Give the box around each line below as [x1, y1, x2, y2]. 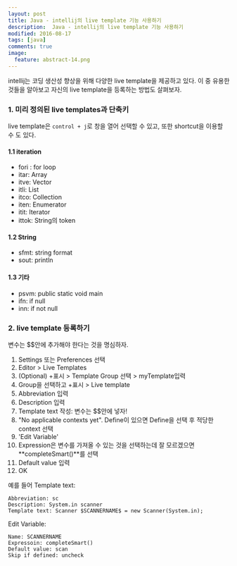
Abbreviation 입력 [18, 389, 69, 398]
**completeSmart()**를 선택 [18, 449, 99, 458]
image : [8, 50, 27, 57]
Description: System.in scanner [8, 501, 103, 508]
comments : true [8, 43, 53, 50]
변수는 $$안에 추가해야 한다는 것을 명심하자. [8, 340, 129, 349]
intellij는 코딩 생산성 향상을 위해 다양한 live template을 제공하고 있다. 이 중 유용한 [8, 76, 230, 85]
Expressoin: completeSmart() [8, 539, 94, 546]
